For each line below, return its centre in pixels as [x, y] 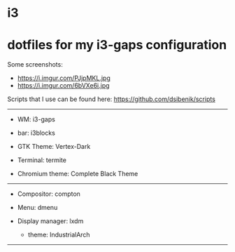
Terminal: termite [42, 160]
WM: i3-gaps [36, 119]
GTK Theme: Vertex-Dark [54, 147]
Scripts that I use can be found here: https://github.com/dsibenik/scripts [111, 99]
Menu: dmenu [37, 208]
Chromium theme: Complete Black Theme [78, 174]
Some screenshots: [35, 65]
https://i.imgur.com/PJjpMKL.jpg [64, 78]
